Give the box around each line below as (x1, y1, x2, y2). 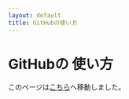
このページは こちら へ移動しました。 (8, 82, 126, 92)
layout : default (8, 11, 61, 20)
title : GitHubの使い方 (8, 19, 78, 27)
